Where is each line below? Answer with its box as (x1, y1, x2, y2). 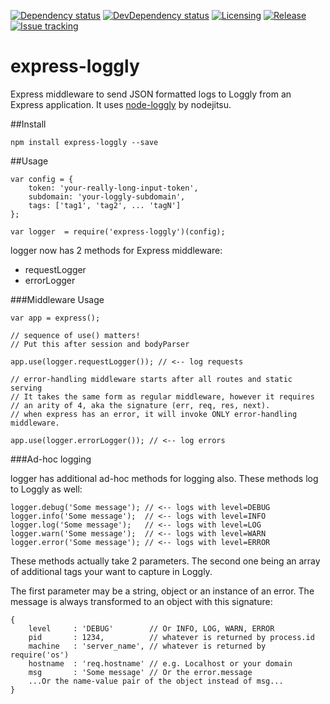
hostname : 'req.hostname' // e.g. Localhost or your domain (28, 658, 293, 669)
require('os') (10, 650, 70, 660)
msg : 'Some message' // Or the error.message (28, 667, 253, 677)
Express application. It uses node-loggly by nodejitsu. (10, 98, 232, 110)
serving (10, 383, 43, 393)
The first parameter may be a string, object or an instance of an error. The (10, 585, 315, 597)
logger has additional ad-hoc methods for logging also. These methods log (10, 472, 319, 484)
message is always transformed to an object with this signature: (10, 595, 273, 607)
